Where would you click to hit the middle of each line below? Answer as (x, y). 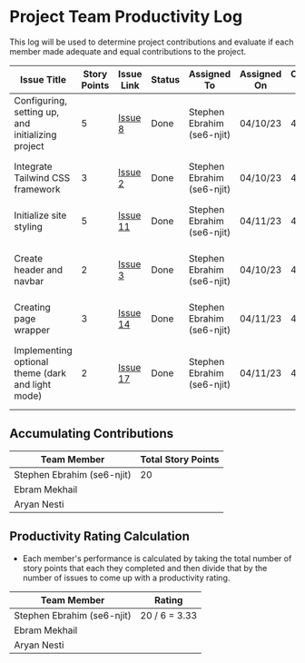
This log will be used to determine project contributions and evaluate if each (152, 42)
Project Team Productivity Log (126, 17)
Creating (33, 307)
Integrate (33, 166)
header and (39, 270)
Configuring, (41, 100)
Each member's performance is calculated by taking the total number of (157, 558)
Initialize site (40, 215)
